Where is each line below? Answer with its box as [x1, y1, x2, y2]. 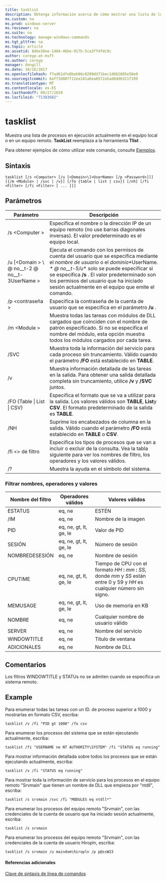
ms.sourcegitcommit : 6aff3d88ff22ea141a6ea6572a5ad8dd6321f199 [5, 76, 138, 81]
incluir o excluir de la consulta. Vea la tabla [49, 445, 148, 452]
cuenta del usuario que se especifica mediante [49, 252, 158, 259]
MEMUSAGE [7, 602, 37, 609]
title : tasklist [5, 7, 39, 12]
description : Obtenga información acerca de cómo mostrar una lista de [5, 12, 156, 17]
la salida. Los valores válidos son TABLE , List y [49, 398, 157, 405]
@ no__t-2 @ [7, 265, 39, 272]
